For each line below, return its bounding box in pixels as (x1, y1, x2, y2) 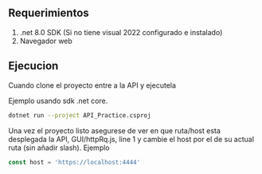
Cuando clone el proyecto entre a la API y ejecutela (8, 80, 177, 90)
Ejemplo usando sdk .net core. (8, 96, 108, 105)
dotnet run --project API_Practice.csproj (8, 111, 151, 119)
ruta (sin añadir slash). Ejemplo (8, 143, 110, 152)
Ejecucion (8, 59, 59, 73)
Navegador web (19, 36, 73, 45)
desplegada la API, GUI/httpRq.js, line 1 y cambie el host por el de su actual (8, 134, 255, 144)
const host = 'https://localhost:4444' (8, 158, 141, 166)
